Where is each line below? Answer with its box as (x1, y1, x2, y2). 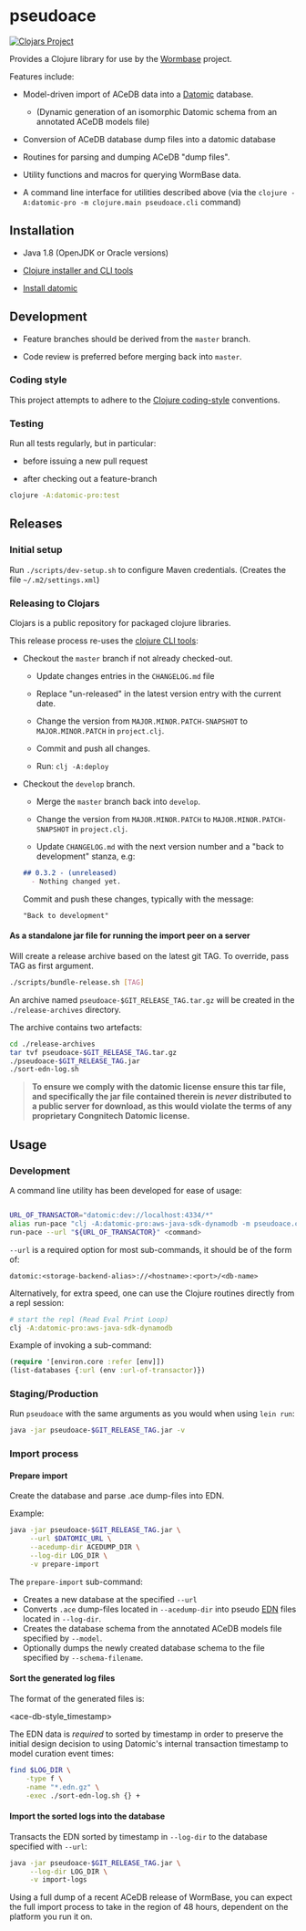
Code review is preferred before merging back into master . (22, 350, 243, 361)
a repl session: (9, 1297, 65, 1308)
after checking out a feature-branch (22, 474, 158, 485)
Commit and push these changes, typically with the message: (22, 893, 254, 904)
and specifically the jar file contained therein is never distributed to (31, 1091, 292, 1102)
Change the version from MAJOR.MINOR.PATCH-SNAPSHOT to (36, 715, 249, 726)
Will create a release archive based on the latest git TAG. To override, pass (9, 950, 290, 961)
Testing (9, 417, 44, 430)
